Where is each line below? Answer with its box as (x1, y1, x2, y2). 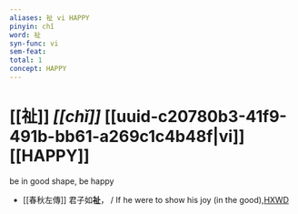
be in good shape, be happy (9, 175, 114, 187)
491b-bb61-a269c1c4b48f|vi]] (9, 127, 245, 147)
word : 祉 (9, 30, 41, 39)
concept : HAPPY (9, 65, 67, 74)
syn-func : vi (9, 38, 59, 48)
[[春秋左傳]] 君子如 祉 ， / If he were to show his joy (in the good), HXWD (22, 194, 289, 205)
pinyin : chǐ (9, 22, 55, 31)
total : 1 (9, 56, 43, 65)
